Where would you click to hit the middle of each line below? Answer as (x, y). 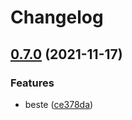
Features (32, 83)
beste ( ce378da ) (59, 104)
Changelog (57, 17)
